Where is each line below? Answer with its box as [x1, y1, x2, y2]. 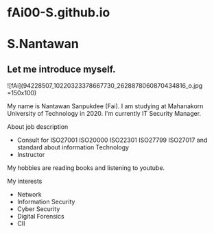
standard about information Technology [16, 143, 129, 151]
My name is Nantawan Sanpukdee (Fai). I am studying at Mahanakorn [7, 102, 204, 110]
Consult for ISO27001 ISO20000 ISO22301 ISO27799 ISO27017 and [16, 136, 208, 145]
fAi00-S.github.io [7, 5, 110, 21]
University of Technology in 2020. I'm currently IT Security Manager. [7, 110, 201, 118]
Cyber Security [16, 205, 60, 213]
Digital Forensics [16, 212, 64, 221]
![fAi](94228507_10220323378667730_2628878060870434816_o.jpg [7, 82, 203, 90]
